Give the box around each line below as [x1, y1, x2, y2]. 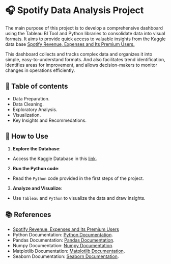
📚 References [5, 210, 51, 219]
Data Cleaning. [12, 101, 44, 107]
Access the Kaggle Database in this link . [12, 155, 97, 162]
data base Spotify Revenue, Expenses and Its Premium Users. [5, 41, 135, 47]
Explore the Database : [12, 145, 61, 151]
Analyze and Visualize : [12, 185, 63, 191]
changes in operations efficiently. [5, 67, 75, 73]
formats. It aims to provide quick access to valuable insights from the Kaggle [5, 36, 166, 42]
